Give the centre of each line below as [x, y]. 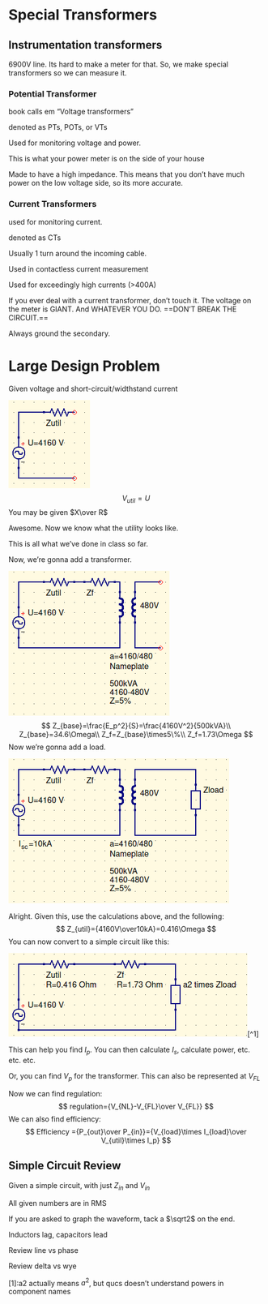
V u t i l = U [136, 499]
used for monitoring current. [55, 221]
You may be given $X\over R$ [58, 513]
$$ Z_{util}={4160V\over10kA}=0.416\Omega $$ [136, 929]
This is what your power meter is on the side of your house [106, 159]
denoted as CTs [35, 238]
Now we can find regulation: [55, 1093]
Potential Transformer [53, 93]
